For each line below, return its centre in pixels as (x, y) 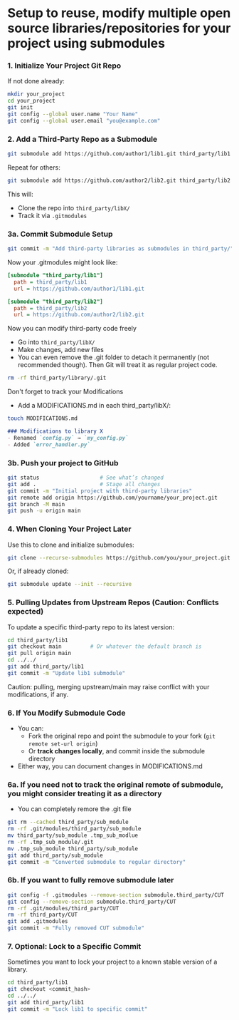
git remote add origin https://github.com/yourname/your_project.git (113, 498)
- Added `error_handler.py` (49, 444)
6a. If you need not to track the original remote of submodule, (116, 785)
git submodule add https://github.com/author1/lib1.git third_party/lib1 (119, 154)
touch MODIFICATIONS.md (43, 418)
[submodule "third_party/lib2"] (55, 302)
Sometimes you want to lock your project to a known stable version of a (112, 962)
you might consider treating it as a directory (85, 794)
